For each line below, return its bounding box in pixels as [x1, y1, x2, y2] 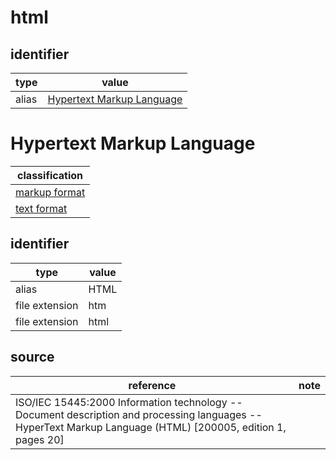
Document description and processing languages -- [15, 407, 263, 421]
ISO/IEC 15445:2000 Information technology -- [15, 395, 243, 409]
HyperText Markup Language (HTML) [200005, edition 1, [15, 420, 287, 434]
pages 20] [15, 432, 65, 446]
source [10, 349, 55, 366]
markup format [15, 185, 86, 199]
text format [15, 201, 68, 215]
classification [17, 168, 84, 182]
